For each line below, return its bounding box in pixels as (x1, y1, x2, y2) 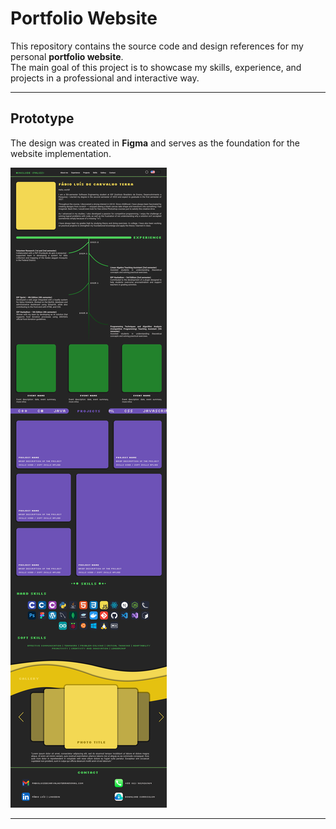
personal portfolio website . (10, 50, 124, 62)
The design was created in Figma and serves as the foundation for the (10, 137, 301, 149)
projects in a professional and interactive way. (10, 72, 200, 84)
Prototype (10, 110, 75, 127)
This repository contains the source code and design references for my (10, 40, 304, 52)
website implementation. (10, 147, 112, 159)
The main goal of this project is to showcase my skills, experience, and (10, 61, 302, 73)
